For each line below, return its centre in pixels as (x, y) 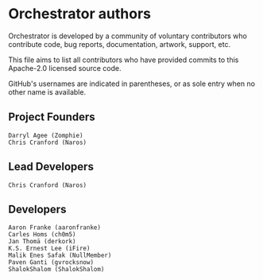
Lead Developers (51, 167)
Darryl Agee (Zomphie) (46, 135)
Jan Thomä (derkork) (43, 242)
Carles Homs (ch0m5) (43, 235)
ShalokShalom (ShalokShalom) (56, 270)
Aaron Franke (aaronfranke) (55, 227)
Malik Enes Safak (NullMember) (60, 255)
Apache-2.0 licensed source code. (65, 68)
